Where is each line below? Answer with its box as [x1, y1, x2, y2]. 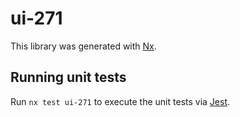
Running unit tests [10, 69, 127, 86]
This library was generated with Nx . [10, 40, 157, 52]
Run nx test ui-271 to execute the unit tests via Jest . [10, 95, 231, 107]
